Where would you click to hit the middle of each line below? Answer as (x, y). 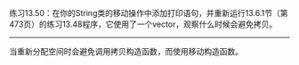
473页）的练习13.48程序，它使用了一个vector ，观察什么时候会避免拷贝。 (143, 24)
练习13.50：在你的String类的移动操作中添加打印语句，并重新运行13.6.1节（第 (149, 13)
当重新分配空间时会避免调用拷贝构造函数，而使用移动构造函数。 (126, 51)
